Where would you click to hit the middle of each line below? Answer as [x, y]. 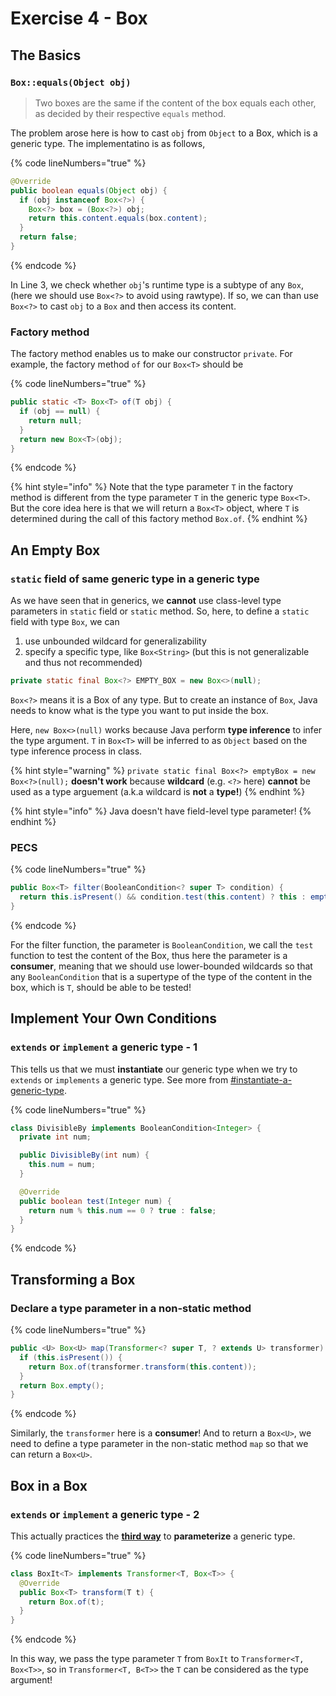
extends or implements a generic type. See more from [119, 1079]
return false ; [48, 237]
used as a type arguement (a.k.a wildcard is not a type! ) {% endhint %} [158, 791]
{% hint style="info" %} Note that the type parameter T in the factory [152, 487]
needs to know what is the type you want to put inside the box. [139, 710]
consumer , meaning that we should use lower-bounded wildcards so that [161, 966]
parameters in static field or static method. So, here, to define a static [160, 611]
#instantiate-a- [261, 1079]
